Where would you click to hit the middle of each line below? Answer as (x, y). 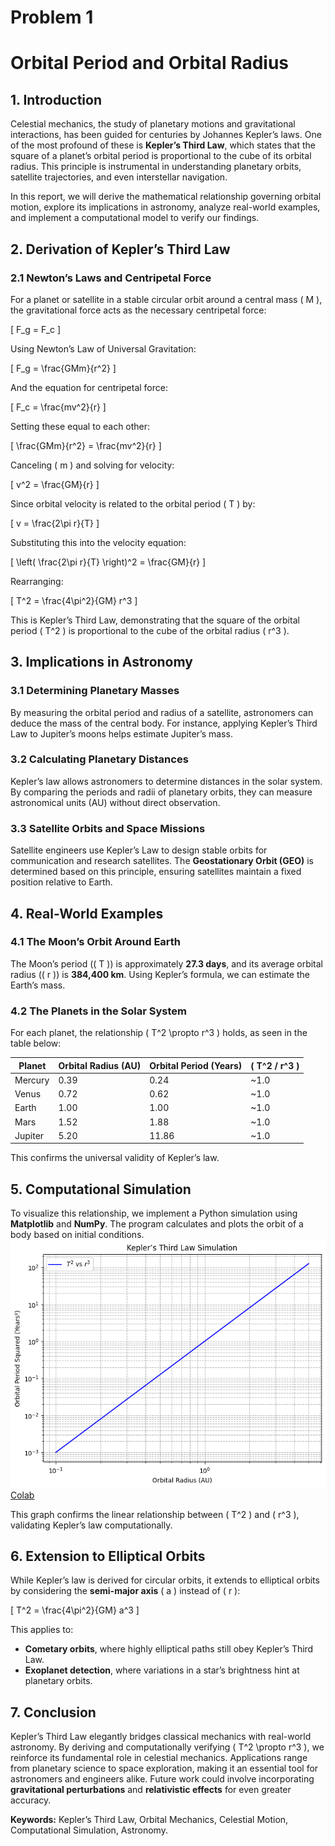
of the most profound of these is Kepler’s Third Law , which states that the (163, 145)
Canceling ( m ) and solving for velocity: (92, 465)
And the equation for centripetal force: (89, 387)
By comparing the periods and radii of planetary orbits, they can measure (161, 792)
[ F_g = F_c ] (36, 329)
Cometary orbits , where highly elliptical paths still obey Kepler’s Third (169, 1649)
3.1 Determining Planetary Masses (95, 691)
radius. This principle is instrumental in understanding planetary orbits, (156, 167)
